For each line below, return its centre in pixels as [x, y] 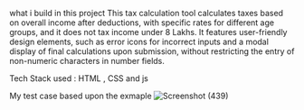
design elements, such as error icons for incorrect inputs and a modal [139, 41]
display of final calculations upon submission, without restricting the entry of [152, 51]
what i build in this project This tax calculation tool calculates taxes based [146, 13]
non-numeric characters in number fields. [87, 61]
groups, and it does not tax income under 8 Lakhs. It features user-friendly [148, 32]
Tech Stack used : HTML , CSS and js [79, 78]
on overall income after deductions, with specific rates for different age [142, 23]
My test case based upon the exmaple [81, 96]
